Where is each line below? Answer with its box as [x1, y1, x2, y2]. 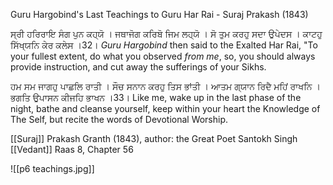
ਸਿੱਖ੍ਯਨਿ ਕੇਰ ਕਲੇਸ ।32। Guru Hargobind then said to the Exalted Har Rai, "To [10, 39, 318, 51]
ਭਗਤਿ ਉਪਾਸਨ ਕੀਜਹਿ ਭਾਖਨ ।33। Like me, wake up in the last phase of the [10, 92, 302, 103]
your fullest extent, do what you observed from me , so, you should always [10, 50, 316, 62]
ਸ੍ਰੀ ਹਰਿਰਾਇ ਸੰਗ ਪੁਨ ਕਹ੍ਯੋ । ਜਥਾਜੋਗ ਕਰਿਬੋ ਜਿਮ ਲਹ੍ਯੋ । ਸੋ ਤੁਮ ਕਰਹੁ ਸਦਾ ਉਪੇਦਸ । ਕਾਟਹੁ [10, 28, 323, 39]
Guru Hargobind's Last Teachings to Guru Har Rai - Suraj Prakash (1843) [10, 9, 309, 20]
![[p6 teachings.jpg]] [10, 163, 95, 174]
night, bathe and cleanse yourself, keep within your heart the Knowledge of [10, 103, 321, 114]
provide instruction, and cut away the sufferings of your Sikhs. [10, 61, 267, 73]
